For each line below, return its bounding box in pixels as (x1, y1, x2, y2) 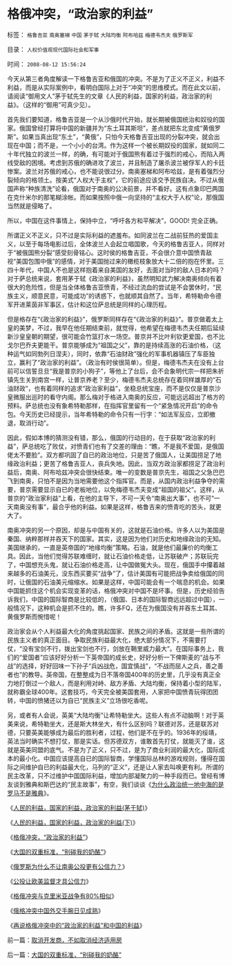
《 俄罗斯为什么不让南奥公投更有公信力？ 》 (7, 862, 128, 870)
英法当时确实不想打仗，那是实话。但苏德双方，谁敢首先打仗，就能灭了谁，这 (7, 737, 225, 745)
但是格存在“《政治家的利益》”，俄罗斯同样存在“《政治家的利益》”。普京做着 (7, 315, 212, 323)
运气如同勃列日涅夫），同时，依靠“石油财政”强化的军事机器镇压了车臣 (12, 349, 209, 358)
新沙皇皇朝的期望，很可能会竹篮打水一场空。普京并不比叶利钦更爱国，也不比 (7, 332, 225, 340)
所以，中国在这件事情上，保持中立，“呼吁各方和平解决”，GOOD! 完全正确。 (7, 216, 222, 225)
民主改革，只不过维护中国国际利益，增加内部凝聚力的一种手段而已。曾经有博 (7, 771, 225, 780)
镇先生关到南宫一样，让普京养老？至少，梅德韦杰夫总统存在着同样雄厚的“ (7, 375, 216, 384)
